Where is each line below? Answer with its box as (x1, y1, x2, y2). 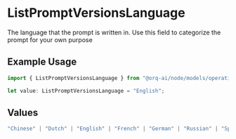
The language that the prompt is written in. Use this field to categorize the (7, 28, 221, 37)
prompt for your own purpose (7, 35, 93, 44)
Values (7, 107, 39, 119)
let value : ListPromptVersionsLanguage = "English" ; (7, 87, 165, 94)
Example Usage (7, 56, 77, 68)
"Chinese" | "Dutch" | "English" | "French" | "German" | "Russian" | (7, 125, 218, 133)
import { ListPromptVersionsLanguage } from (7, 74, 140, 81)
